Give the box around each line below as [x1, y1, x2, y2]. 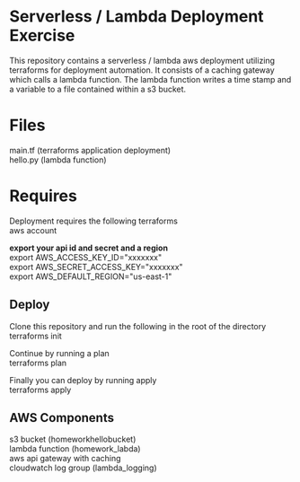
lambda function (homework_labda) [9, 443, 141, 454]
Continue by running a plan [9, 347, 110, 358]
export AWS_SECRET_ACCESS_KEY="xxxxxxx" [9, 261, 183, 272]
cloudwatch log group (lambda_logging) [9, 462, 157, 473]
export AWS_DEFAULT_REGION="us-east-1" [9, 271, 172, 282]
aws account [9, 224, 57, 235]
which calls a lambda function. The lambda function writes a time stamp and [9, 74, 292, 84]
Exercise [9, 25, 75, 46]
